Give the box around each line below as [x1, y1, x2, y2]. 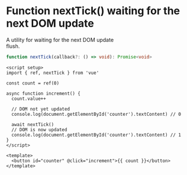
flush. [6, 43, 20, 50]
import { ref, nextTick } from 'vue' [6, 70, 99, 76]
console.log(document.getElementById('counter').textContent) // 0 [11, 111, 182, 117]
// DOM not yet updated [11, 106, 70, 112]
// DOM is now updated [11, 127, 67, 132]
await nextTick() [11, 121, 54, 128]
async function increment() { [6, 90, 81, 96]
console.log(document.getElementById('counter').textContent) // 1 [11, 132, 182, 138]
